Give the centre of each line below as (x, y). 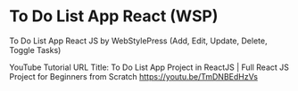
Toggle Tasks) (35, 49)
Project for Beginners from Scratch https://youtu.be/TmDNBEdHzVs (134, 76)
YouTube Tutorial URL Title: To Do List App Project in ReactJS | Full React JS (149, 67)
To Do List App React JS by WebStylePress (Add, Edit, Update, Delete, (138, 41)
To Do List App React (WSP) (114, 16)
